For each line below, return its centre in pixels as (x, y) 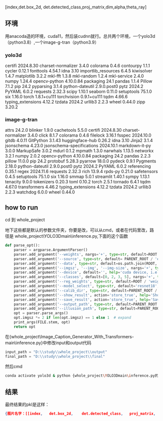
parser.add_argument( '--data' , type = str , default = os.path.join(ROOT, (86, 263)
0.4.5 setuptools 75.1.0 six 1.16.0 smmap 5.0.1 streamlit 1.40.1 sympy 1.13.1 (77, 176)
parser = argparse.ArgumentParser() (51, 250)
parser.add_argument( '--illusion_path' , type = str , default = (76, 309)
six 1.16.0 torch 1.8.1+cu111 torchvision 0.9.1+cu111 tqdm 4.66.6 (66, 97)
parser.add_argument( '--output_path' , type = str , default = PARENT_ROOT (86, 304)
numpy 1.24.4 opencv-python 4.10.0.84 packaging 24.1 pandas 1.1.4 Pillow (79, 81)
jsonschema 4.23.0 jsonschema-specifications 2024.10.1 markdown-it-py (78, 146)
